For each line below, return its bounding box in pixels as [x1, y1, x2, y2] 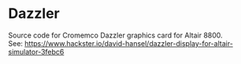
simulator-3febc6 [8, 47, 65, 56]
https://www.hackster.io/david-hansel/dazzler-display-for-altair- [24, 38, 234, 48]
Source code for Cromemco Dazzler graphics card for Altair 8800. [8, 30, 223, 40]
